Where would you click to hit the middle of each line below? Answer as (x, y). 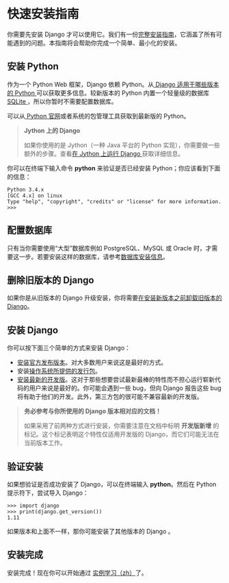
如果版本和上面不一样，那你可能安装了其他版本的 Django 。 (91, 531)
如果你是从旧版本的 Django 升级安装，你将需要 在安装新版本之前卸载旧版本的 (114, 298)
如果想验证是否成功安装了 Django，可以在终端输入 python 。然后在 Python (112, 484)
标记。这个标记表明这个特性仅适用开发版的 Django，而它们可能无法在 (122, 435)
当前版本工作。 (45, 443)
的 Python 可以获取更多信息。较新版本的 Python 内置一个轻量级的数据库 (108, 92)
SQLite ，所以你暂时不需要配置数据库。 (62, 101)
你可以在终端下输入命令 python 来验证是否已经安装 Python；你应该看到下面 (114, 168)
